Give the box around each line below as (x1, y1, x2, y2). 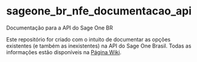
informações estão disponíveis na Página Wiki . (6, 48, 122, 55)
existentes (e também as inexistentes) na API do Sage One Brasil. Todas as (6, 42, 192, 49)
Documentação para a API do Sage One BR (6, 24, 113, 31)
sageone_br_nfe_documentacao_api (6, 4, 192, 18)
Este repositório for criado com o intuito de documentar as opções (6, 36, 171, 43)
